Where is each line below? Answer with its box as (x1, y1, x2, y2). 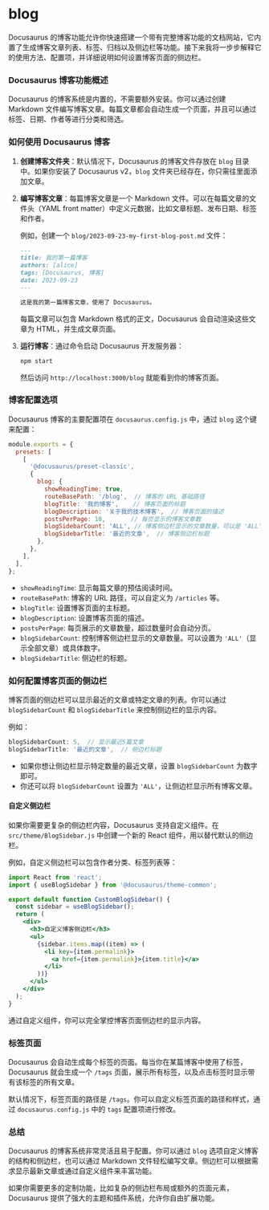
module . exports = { (8, 440, 74, 448)
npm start (19, 356, 54, 365)
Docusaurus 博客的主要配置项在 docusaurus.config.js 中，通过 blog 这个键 (8, 414, 257, 424)
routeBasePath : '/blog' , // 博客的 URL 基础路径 (43, 492, 206, 500)
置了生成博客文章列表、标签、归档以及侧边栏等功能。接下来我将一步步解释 (8, 42, 255, 52)
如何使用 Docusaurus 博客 (8, 136, 111, 148)
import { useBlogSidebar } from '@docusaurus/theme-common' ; (8, 881, 218, 889)
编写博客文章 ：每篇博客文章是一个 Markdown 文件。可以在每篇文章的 (19, 194, 250, 203)
